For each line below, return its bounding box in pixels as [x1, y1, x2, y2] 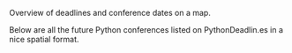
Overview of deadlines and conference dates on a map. [9, 8, 212, 18]
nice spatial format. [9, 34, 79, 44]
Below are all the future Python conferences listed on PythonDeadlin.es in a [9, 25, 284, 34]
